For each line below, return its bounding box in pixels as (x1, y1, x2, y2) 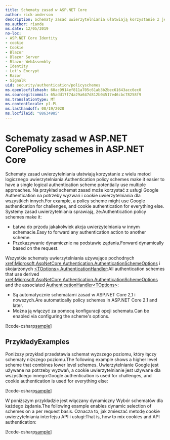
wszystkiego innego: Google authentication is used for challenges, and (5, 372, 152, 378)
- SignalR (5, 78, 26, 83)
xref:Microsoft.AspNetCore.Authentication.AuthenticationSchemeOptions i (5, 260, 160, 266)
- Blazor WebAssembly (5, 59, 51, 64)
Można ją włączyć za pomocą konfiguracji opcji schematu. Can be (12, 307, 149, 314)
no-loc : (5, 31, 22, 36)
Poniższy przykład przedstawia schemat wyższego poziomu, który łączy (5, 351, 157, 357)
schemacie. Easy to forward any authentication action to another (12, 229, 146, 235)
